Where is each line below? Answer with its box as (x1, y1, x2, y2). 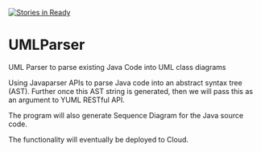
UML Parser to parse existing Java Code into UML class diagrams (8, 62, 226, 72)
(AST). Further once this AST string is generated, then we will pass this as (8, 86, 254, 96)
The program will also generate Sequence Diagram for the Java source (8, 110, 244, 120)
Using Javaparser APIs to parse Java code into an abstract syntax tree (8, 77, 243, 88)
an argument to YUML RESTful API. (8, 95, 125, 105)
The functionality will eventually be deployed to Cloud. (8, 134, 189, 144)
